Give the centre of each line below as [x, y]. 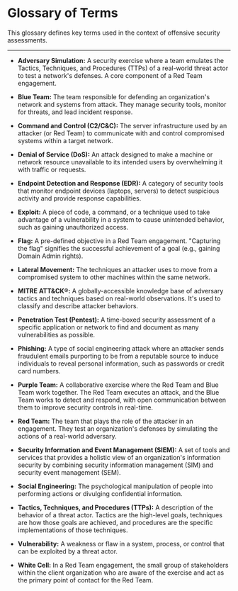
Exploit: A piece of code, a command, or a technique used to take [114, 212]
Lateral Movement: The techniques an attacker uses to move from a [118, 269]
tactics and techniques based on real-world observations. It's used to [119, 298]
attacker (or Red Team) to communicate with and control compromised [121, 133]
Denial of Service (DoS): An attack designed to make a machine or [115, 154]
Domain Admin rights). [50, 256]
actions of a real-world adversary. [67, 436]
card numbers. [39, 371]
